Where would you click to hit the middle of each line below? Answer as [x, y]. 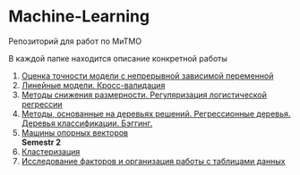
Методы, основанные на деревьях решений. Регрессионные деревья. [156, 113]
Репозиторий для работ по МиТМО [75, 41]
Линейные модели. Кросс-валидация [93, 85]
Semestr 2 [41, 142]
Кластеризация [51, 151]
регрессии [42, 104]
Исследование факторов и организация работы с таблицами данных [153, 161]
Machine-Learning [79, 17]
